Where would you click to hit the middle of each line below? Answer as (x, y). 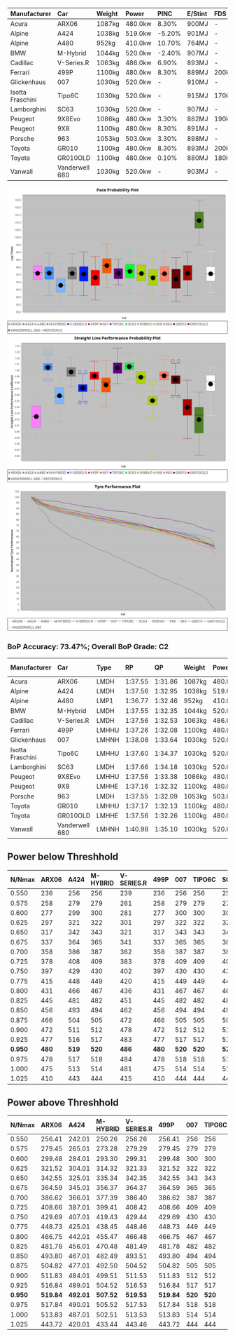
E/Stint (197, 13)
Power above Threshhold (63, 1102)
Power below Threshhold (63, 857)
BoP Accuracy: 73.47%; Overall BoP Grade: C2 (88, 646)
